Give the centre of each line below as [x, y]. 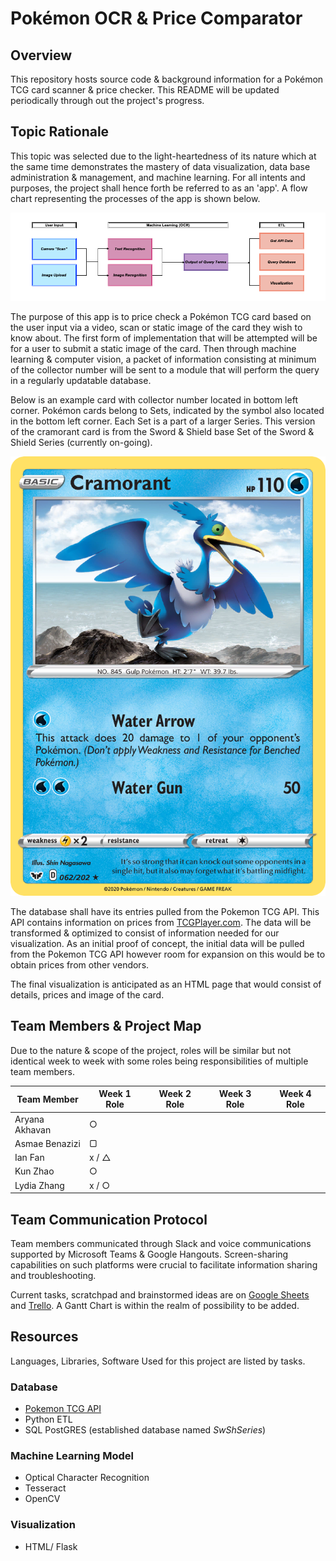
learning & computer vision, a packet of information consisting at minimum [163, 359]
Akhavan [33, 1129]
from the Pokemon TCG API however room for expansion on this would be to [168, 954]
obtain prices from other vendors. [80, 965]
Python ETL [48, 1419]
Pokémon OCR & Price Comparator [156, 18]
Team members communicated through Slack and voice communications [161, 1243]
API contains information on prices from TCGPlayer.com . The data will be [161, 923]
